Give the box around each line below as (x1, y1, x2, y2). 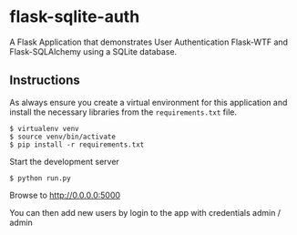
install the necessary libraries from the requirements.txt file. (9, 107, 237, 117)
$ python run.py (9, 173, 71, 183)
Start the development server (9, 156, 120, 167)
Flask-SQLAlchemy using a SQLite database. (9, 46, 178, 56)
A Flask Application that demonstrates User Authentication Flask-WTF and (9, 36, 289, 47)
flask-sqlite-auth (9, 6, 140, 27)
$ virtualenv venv (9, 124, 79, 133)
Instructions (9, 73, 80, 88)
